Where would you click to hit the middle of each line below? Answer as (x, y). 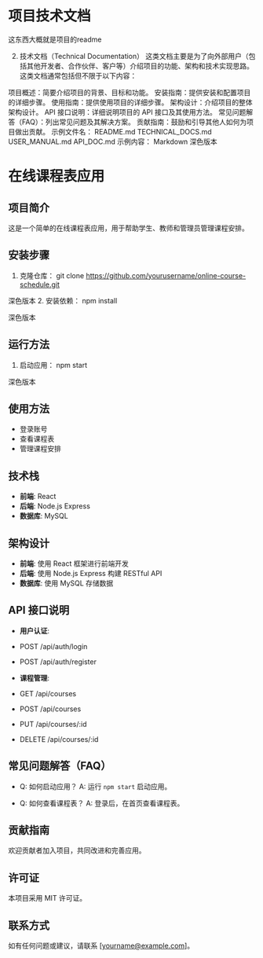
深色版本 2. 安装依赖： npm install (63, 300)
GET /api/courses (48, 693)
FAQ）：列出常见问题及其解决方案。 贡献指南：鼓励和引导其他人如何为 (134, 122)
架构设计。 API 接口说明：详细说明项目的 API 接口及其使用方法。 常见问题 (127, 112)
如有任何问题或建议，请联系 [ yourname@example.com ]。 (101, 946)
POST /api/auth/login (53, 646)
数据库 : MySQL (44, 516)
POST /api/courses (50, 709)
